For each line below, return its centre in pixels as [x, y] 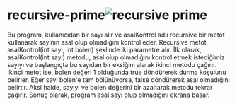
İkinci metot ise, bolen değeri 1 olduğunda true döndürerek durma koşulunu [117, 72]
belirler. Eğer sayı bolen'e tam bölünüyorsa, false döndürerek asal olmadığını [118, 79]
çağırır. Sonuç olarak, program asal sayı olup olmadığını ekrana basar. [109, 95]
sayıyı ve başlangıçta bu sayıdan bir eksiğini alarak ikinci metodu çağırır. [112, 64]
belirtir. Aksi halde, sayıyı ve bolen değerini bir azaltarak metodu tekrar [110, 87]
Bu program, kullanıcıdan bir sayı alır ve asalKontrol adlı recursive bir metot [116, 35]
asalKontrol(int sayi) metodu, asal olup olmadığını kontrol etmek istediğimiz [116, 57]
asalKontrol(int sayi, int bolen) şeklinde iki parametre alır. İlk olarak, [104, 49]
